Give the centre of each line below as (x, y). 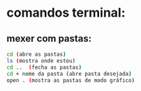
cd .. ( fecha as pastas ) (44, 67)
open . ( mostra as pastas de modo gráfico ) (71, 80)
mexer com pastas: (49, 39)
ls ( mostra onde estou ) (41, 60)
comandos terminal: (66, 13)
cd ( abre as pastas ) (37, 54)
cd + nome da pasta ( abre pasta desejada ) (69, 74)
